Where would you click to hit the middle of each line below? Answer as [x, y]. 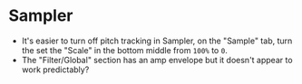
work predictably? [55, 70]
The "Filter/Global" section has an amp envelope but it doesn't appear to [157, 60]
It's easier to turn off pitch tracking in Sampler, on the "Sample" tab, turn [157, 41]
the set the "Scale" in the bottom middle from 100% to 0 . [124, 50]
